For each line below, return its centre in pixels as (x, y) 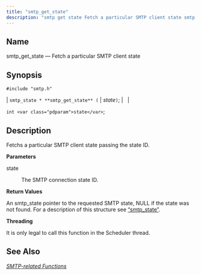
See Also (23, 252)
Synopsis (24, 75)
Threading (20, 221)
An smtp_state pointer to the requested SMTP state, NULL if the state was (98, 203)
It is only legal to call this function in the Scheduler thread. (78, 232)
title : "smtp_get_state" (37, 12)
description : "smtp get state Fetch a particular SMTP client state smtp (101, 17)
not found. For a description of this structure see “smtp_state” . (83, 209)
